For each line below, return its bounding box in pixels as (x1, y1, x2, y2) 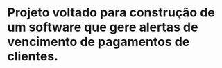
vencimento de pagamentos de (7, 34, 190, 49)
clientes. (7, 49, 59, 65)
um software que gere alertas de (7, 19, 198, 35)
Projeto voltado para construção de (7, 5, 215, 21)
